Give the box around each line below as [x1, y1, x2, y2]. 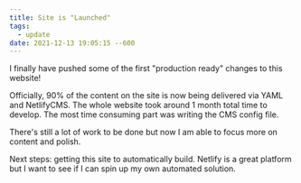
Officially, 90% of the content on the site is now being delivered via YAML [9, 90, 284, 101]
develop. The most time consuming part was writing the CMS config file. [9, 109, 279, 120]
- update [17, 30, 51, 39]
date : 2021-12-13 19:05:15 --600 [9, 38, 136, 48]
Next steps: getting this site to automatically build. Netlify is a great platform [9, 154, 292, 165]
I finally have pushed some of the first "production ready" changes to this [9, 63, 283, 74]
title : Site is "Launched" [9, 13, 111, 23]
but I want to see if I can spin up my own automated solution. [9, 163, 237, 174]
